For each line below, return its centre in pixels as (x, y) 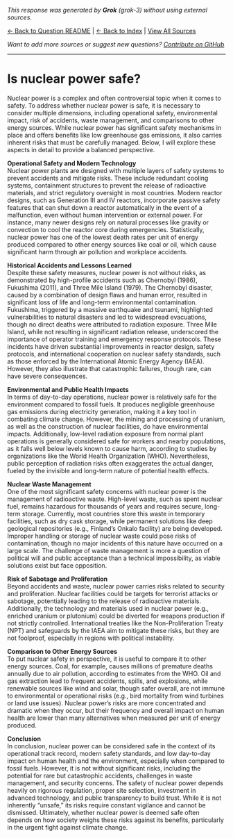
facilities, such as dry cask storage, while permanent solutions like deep (110, 521)
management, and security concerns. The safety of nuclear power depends (115, 783)
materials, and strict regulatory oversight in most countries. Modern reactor (115, 192)
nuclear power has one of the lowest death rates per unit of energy (103, 237)
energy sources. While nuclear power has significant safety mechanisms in (114, 127)
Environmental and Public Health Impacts (68, 389)
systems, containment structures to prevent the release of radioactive (107, 185)
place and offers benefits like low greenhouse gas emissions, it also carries (114, 135)
